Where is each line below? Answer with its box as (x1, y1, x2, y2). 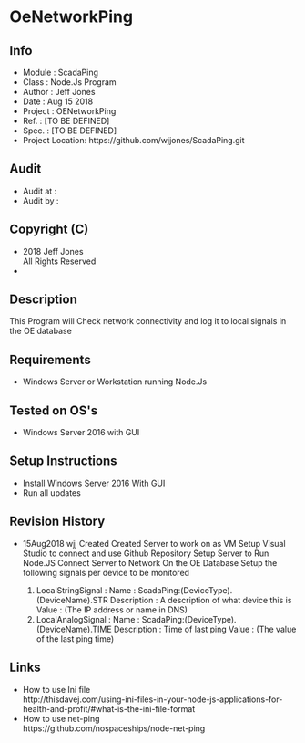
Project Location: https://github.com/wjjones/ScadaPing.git (22, 135, 245, 145)
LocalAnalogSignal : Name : (36, 613, 140, 624)
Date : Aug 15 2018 (22, 96, 94, 107)
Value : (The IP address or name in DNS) (36, 604, 188, 615)
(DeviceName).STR (36, 594, 108, 605)
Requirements (9, 351, 91, 367)
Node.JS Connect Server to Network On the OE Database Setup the (22, 557, 278, 568)
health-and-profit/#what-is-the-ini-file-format (22, 703, 196, 714)
